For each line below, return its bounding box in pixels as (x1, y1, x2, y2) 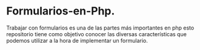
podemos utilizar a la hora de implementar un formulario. (6, 37, 148, 44)
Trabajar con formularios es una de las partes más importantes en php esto (6, 24, 195, 31)
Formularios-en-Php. (6, 4, 115, 18)
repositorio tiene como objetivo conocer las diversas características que (6, 30, 187, 37)
